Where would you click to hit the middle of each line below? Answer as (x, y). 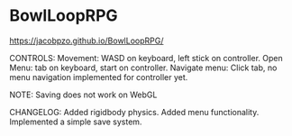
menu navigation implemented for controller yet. (99, 77)
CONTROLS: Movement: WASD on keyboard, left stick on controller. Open (146, 58)
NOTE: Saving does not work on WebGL (83, 95)
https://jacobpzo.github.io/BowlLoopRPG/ (87, 41)
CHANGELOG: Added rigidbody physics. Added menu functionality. (134, 112)
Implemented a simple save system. (76, 122)
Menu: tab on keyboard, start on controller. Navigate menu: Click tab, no (143, 68)
